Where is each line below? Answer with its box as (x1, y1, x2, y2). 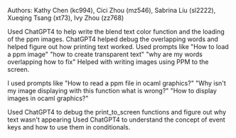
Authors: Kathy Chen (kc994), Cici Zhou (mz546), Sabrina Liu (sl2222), (7, 6, 216, 14)
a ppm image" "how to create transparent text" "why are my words (7, 50, 203, 58)
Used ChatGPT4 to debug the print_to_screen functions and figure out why (7, 108, 227, 116)
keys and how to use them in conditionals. (7, 123, 131, 131)
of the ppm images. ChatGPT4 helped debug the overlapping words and (7, 35, 219, 43)
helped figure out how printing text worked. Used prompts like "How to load (7, 43, 229, 51)
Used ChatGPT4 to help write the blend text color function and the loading (7, 28, 225, 36)
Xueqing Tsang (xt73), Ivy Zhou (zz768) (7, 14, 124, 22)
